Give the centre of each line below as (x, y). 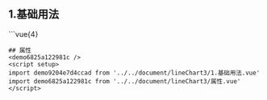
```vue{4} (23, 34)
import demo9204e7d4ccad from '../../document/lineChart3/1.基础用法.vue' (134, 73)
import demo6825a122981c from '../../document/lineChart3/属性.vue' (125, 81)
